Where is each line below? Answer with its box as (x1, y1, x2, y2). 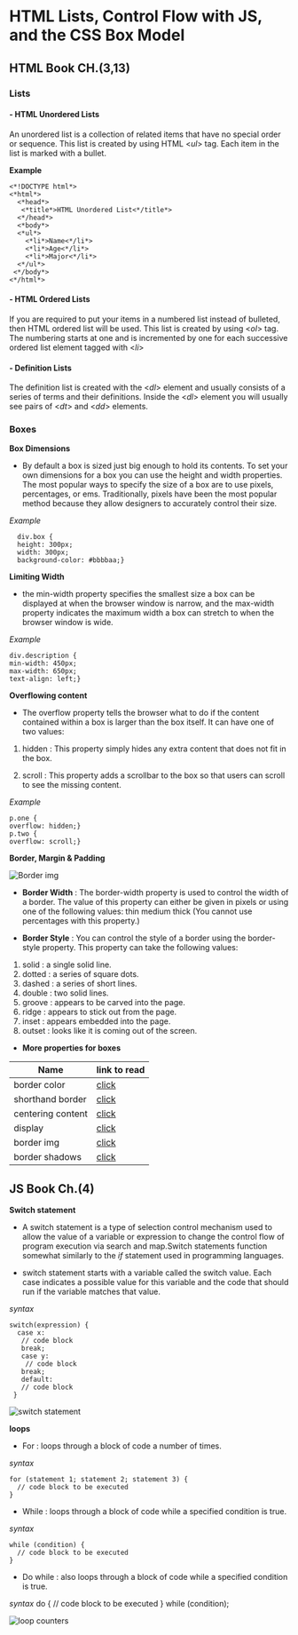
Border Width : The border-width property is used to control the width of (21, 887, 289, 898)
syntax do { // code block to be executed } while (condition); (9, 1599, 230, 1609)
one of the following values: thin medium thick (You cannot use (21, 906, 253, 917)
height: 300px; (17, 540, 74, 550)
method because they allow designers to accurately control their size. (21, 498, 278, 509)
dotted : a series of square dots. (21, 969, 139, 980)
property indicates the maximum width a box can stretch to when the (21, 607, 275, 618)
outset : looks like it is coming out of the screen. (21, 1026, 198, 1036)
